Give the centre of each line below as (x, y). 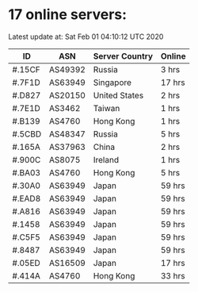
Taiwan (107, 108)
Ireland (106, 159)
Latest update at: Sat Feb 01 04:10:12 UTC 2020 (86, 36)
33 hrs (173, 275)
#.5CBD (27, 134)
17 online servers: (68, 15)
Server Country (123, 56)
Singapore (112, 83)
